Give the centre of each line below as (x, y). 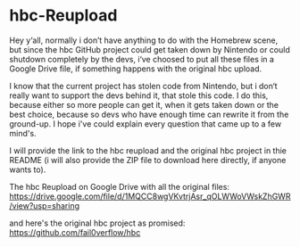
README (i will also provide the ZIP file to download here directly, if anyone (148, 160)
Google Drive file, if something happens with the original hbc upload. (136, 69)
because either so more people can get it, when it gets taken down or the (144, 104)
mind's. (23, 133)
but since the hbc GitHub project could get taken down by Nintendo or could (150, 49)
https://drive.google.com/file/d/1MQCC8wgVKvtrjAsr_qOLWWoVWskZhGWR (150, 196)
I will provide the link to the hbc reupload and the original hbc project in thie (148, 150)
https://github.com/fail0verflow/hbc (75, 232)
